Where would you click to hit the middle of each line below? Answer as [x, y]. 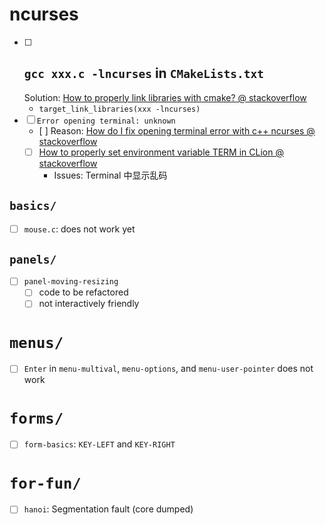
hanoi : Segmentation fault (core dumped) [108, 509]
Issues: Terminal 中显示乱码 [110, 175]
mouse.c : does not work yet [79, 229]
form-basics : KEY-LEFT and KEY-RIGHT [99, 444]
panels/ [33, 260]
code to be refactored [83, 292]
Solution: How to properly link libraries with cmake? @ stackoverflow [165, 97]
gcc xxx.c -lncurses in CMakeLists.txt [144, 73]
